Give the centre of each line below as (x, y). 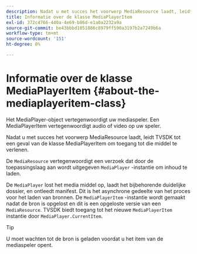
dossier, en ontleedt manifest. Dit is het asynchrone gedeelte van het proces (98, 191)
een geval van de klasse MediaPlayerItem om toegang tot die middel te (92, 143)
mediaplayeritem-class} (66, 104)
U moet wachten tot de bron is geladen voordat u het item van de (85, 239)
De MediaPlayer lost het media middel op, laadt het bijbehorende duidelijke (96, 185)
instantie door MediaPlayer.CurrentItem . (55, 216)
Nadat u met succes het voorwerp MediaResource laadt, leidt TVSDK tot (93, 137)
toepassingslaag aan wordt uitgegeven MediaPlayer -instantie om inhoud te (97, 167)
